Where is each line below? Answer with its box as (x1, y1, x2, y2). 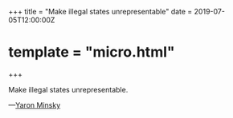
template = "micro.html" (8, 43, 175, 61)
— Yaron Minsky (8, 100, 61, 110)
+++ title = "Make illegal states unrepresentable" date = (8, 7, 193, 16)
